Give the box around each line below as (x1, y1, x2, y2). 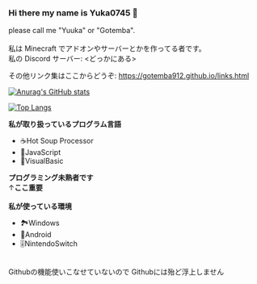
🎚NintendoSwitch (19, 239, 78, 248)
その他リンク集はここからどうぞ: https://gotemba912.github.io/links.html (8, 71, 250, 81)
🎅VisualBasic (19, 157, 64, 166)
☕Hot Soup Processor (19, 136, 95, 146)
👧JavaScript (19, 148, 61, 157)
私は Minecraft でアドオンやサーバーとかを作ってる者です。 (8, 44, 206, 53)
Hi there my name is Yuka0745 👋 (8, 7, 139, 19)
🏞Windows (19, 218, 60, 228)
